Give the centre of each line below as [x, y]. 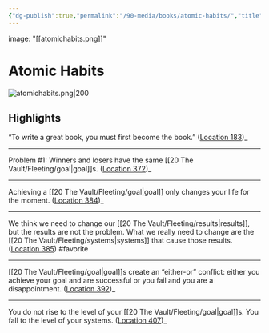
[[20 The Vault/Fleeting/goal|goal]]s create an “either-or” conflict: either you [134, 272]
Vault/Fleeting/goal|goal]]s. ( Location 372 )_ [80, 169]
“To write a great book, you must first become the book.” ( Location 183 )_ [128, 138]
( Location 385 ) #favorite [48, 249]
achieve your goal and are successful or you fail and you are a [111, 280]
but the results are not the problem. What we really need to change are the [131, 232]
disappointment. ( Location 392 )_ [62, 289]
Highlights [35, 118]
